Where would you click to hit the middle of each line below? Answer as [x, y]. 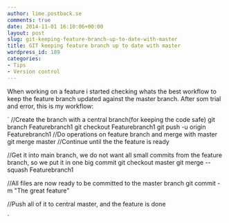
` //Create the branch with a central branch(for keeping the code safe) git [111, 119]
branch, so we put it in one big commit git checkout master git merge [106, 162]
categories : [24, 59]
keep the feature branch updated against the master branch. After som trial [114, 98]
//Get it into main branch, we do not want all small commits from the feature [115, 155]
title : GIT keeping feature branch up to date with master [94, 46]
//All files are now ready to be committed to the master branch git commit [112, 183]
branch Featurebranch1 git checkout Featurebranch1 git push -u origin [107, 127]
